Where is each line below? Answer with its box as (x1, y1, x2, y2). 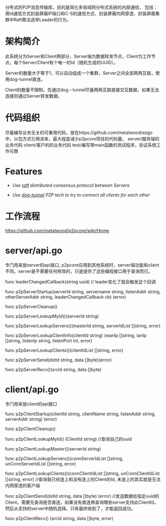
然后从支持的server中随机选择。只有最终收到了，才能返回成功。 (5, 505, 136, 511)
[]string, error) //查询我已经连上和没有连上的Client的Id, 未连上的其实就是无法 (5, 476, 161, 482)
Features (5, 166, 43, 177)
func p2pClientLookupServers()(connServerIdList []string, (5, 456, 124, 461)
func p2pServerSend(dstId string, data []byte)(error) (5, 357, 112, 363)
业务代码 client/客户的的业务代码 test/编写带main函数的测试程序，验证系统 (5, 142, 157, 148)
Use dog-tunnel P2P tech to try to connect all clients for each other (12, 192, 150, 197)
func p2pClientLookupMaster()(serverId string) (5, 446, 101, 452)
